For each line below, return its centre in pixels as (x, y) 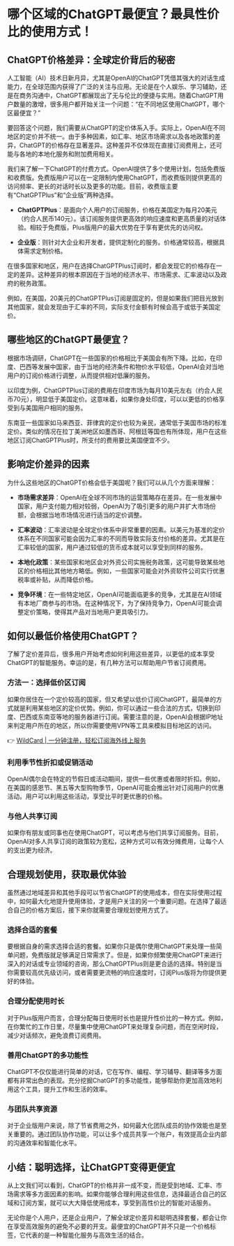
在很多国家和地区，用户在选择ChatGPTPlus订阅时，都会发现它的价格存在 (112, 266)
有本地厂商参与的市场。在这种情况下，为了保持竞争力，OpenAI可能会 (116, 603)
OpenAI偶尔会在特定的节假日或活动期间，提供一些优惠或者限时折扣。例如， (116, 779)
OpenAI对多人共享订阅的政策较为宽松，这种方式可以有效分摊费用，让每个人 (116, 842)
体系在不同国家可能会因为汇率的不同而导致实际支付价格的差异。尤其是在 (121, 538)
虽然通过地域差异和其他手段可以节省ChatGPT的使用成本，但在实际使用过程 (115, 893)
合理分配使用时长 (36, 1001)
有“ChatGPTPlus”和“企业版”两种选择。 (62, 195)
